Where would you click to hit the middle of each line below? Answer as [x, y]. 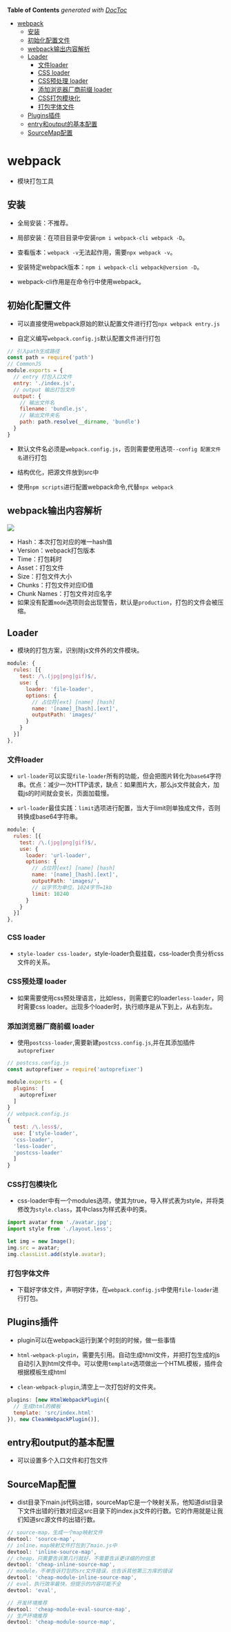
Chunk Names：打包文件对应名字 [64, 593]
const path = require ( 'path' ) [51, 358]
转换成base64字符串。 [49, 817]
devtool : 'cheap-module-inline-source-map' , [72, 1578]
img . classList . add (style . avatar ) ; [57, 1254]
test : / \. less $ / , [38, 1127]
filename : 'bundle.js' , [54, 409]
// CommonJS [24, 364]
